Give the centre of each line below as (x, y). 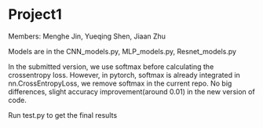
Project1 (35, 15)
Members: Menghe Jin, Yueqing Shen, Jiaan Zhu (87, 36)
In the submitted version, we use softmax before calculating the (111, 66)
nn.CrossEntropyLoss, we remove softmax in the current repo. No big (120, 83)
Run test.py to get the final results (63, 115)
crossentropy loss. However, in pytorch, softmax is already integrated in (124, 75)
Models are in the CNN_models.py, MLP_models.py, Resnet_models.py (122, 51)
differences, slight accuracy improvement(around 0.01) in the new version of (131, 91)
